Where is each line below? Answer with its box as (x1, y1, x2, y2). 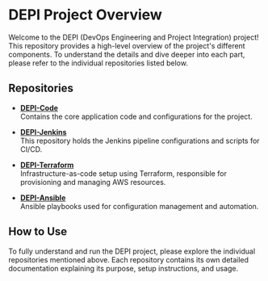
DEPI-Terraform (19, 160, 74, 170)
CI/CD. (19, 144, 43, 154)
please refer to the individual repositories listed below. (8, 58, 188, 68)
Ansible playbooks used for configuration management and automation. (19, 201, 259, 211)
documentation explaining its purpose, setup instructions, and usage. (8, 263, 239, 273)
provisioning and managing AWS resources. (19, 177, 166, 187)
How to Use (8, 224, 68, 239)
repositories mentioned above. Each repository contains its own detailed (8, 254, 249, 264)
